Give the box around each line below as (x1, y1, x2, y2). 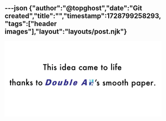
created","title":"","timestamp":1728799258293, (4, 12, 162, 20)
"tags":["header (4, 19, 57, 28)
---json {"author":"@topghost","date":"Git (4, 4, 143, 12)
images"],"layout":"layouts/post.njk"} (4, 27, 128, 36)
